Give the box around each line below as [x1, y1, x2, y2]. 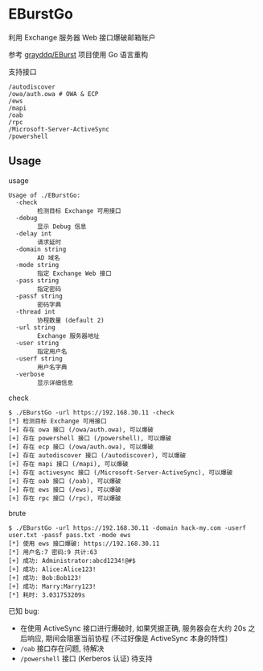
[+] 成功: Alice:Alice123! [8, 565, 97, 573]
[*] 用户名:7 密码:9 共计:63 [8, 548, 98, 556]
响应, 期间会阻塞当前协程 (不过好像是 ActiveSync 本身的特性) [27, 633, 228, 643]
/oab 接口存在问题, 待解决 [19, 643, 105, 653]
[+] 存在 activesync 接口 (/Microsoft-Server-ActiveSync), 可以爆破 [8, 469, 233, 477]
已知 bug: [8, 606, 40, 615]
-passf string [15, 292, 63, 300]
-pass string [15, 276, 60, 285]
